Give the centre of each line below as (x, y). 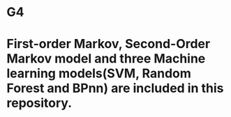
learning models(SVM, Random (99, 73)
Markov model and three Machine (106, 59)
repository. (39, 103)
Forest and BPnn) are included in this (115, 88)
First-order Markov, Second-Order (109, 44)
